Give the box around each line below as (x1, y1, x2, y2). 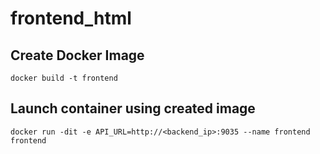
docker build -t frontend (10, 73, 118, 83)
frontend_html (10, 7, 132, 30)
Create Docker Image (10, 47, 145, 64)
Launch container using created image (10, 100, 256, 117)
